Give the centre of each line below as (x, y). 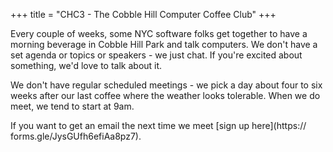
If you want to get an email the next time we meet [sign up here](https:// (158, 125)
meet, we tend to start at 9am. (72, 106)
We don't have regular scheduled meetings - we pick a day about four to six (166, 85)
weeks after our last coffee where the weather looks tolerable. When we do (165, 95)
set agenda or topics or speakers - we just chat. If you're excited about (156, 55)
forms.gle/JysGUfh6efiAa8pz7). (76, 136)
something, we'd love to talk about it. (86, 65)
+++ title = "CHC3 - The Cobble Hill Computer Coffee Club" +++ (143, 14)
